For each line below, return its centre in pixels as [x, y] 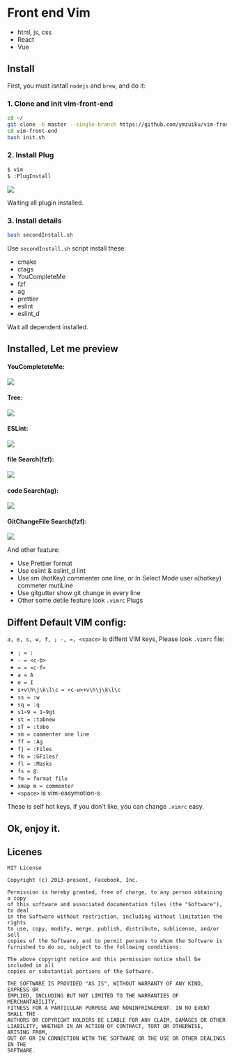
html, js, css [34, 32]
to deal [18, 911]
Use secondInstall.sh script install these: [67, 248]
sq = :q [28, 705]
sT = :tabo [33, 727]
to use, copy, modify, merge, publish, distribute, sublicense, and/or [113, 929]
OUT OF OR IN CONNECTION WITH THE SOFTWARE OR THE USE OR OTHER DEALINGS [117, 1038]
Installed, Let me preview [63, 349]
